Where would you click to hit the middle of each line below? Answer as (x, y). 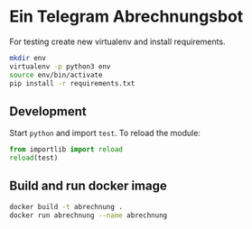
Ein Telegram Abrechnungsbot (126, 17)
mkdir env (28, 58)
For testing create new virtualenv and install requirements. (117, 41)
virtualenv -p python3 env (60, 66)
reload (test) (34, 158)
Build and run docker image (88, 186)
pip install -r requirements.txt (72, 83)
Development (48, 111)
